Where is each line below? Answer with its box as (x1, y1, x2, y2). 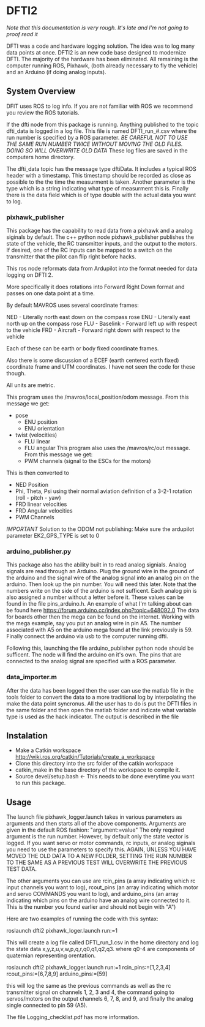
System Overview (6, 86, 76, 97)
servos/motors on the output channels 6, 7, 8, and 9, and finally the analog (6, 995, 194, 1003)
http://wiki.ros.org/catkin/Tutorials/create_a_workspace (15, 753, 155, 761)
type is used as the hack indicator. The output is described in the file (6, 713, 179, 720)
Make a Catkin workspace (15, 747, 81, 754)
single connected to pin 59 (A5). (6, 1002, 88, 1009)
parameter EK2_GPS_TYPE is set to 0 (6, 532, 100, 540)
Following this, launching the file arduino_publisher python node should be (6, 644, 194, 652)
